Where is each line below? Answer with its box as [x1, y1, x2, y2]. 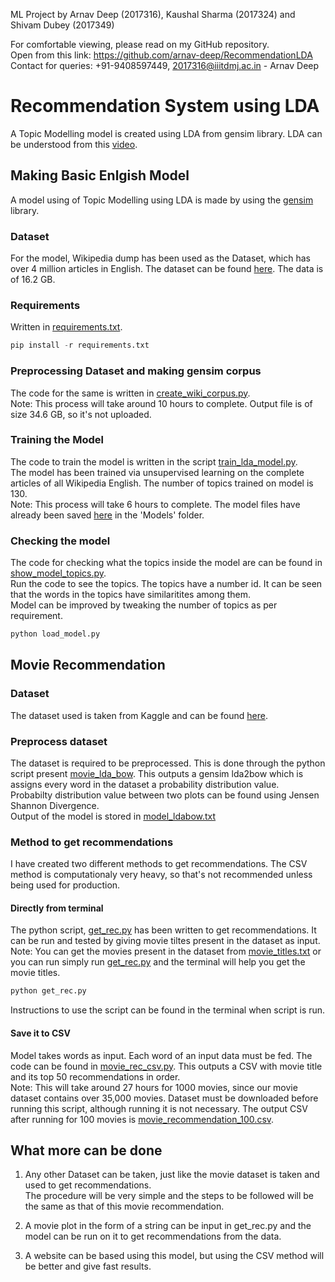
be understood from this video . [10, 138, 138, 150]
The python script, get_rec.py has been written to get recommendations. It [10, 924, 317, 936]
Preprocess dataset [10, 734, 108, 748]
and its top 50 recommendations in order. [10, 1070, 181, 1083]
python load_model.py [10, 629, 101, 639]
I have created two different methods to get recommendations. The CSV [10, 858, 308, 870]
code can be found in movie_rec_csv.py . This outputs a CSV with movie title [10, 1060, 323, 1072]
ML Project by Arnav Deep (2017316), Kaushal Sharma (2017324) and [10, 9, 296, 20]
